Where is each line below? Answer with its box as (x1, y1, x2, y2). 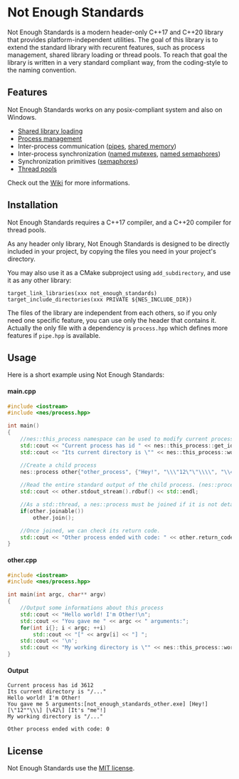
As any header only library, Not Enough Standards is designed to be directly (7, 239, 230, 248)
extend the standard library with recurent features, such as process (7, 43, 205, 51)
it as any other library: (7, 276, 72, 284)
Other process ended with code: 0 (7, 726, 110, 733)
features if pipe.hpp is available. (7, 331, 101, 339)
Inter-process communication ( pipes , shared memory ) (17, 142, 176, 150)
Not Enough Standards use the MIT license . (7, 764, 135, 773)
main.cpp (7, 386, 36, 396)
